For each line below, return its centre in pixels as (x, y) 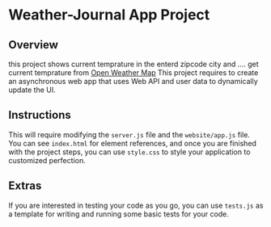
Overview (34, 45)
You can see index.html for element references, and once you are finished (133, 143)
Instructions (40, 115)
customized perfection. (47, 160)
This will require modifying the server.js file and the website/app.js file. (129, 134)
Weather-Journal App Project (109, 15)
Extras (25, 186)
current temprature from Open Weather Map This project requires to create (133, 73)
